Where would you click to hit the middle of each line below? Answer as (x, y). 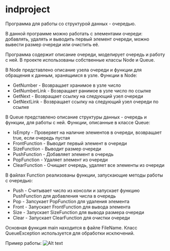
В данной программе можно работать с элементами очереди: (74, 33)
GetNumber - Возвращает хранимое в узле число (67, 85)
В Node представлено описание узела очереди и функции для (73, 70)
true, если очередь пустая (41, 138)
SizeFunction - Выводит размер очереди (57, 149)
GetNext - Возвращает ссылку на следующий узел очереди (78, 96)
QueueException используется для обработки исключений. (70, 233)
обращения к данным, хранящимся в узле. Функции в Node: (71, 75)
